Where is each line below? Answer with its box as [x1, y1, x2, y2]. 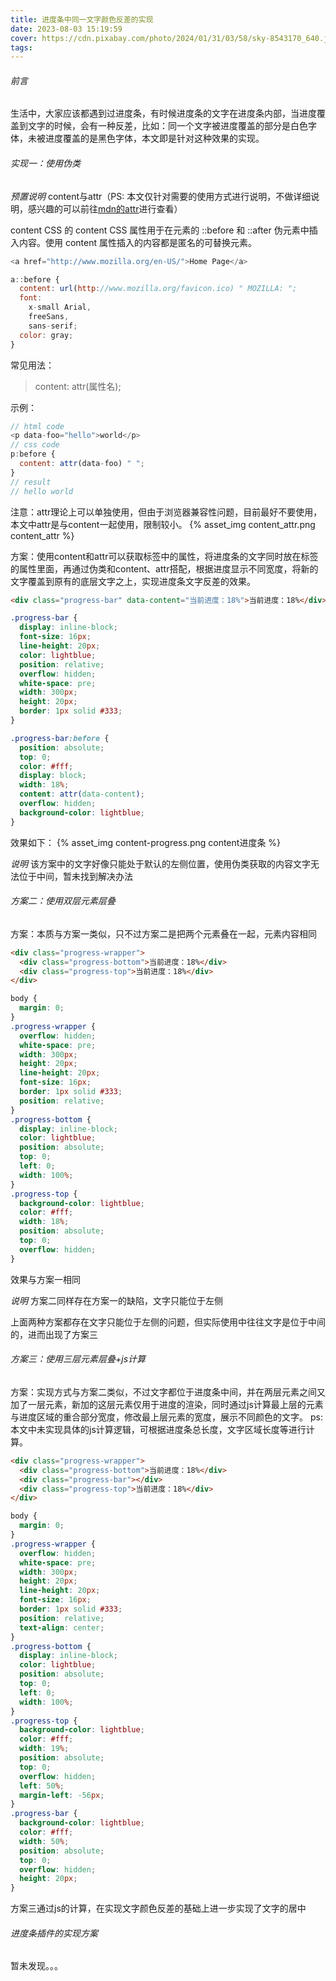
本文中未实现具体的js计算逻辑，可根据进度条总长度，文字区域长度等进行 [10, 1423, 307, 1435]
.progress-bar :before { [10, 733, 110, 743]
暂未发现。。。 [10, 1960, 63, 1972]
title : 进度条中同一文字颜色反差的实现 [10, 14, 154, 25]
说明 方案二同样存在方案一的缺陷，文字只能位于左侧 [10, 1294, 223, 1306]
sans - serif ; [28, 321, 78, 331]
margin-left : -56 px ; [19, 1790, 105, 1800]
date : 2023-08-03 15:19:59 [10, 24, 123, 34]
